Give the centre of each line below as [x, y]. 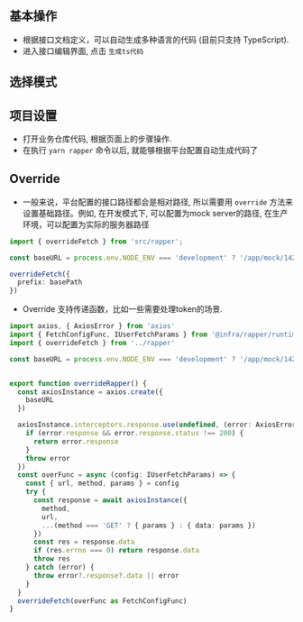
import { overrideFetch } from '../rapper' [92, 343]
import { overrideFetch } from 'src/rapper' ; [96, 242]
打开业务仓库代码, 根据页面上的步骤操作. [97, 139]
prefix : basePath [50, 282]
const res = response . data [84, 542]
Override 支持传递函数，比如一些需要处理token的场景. [122, 309]
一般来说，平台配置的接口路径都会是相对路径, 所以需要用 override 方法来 [157, 202]
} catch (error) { [60, 567]
